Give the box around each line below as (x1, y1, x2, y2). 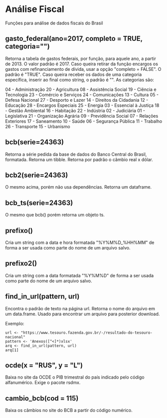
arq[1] (5, 348, 19, 353)
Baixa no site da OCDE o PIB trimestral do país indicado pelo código (5, 374, 145, 380)
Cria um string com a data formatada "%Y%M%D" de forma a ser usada (5, 272, 154, 278)
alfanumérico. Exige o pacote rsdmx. (5, 380, 81, 386)
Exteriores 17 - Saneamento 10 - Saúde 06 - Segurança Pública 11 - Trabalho (5, 118, 163, 124)
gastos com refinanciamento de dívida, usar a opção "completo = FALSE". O (5, 66, 162, 72)
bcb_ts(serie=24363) (5, 199, 73, 207)
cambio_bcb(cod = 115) (5, 394, 79, 403)
